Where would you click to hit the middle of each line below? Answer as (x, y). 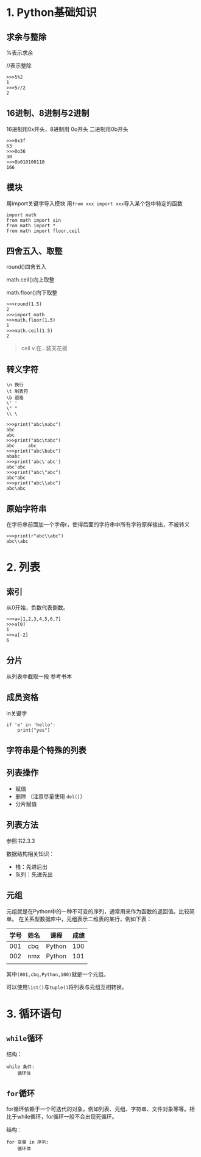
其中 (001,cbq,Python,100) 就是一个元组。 (58, 974)
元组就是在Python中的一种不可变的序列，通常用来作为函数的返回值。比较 (98, 911)
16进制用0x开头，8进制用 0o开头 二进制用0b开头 (68, 129)
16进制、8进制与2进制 (48, 113)
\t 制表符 (17, 391)
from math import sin (34, 220)
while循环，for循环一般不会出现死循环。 (67, 1117)
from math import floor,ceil (43, 231)
